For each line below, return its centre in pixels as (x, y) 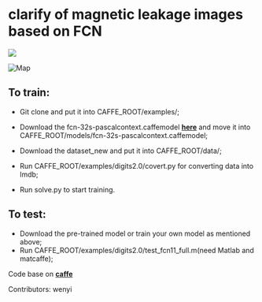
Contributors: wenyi (40, 289)
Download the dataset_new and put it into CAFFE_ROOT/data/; (120, 151)
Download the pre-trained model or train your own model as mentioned (135, 233)
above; (31, 241)
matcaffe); (36, 259)
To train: (29, 93)
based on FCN (55, 31)
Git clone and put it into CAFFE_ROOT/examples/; (99, 111)
